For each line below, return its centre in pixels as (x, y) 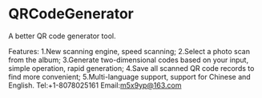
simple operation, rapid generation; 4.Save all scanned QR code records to (131, 68)
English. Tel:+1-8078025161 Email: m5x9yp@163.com (95, 85)
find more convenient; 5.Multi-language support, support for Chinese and (129, 76)
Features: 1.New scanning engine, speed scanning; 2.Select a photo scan (129, 51)
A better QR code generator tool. (62, 36)
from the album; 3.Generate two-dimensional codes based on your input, (129, 60)
